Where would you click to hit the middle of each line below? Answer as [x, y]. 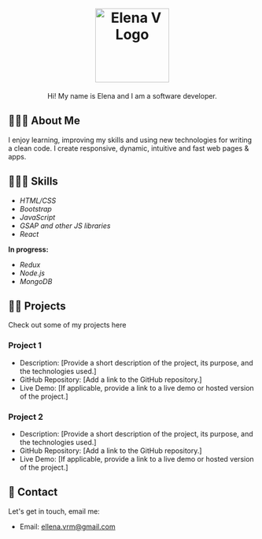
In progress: [28, 249]
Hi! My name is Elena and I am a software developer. [132, 95]
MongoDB [36, 281]
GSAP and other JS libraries [65, 226]
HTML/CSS [38, 200]
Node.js [32, 273]
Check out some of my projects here [67, 325]
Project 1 [25, 346]
